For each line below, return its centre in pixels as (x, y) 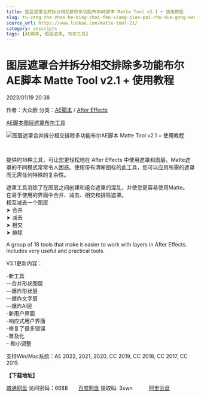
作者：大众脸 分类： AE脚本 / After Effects (57, 110)
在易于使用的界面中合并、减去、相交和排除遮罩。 (66, 195)
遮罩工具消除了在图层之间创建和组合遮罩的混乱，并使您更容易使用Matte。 (97, 188)
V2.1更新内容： (25, 263)
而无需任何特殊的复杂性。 (38, 175)
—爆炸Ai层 (19, 306)
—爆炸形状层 (22, 291)
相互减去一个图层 (27, 203)
